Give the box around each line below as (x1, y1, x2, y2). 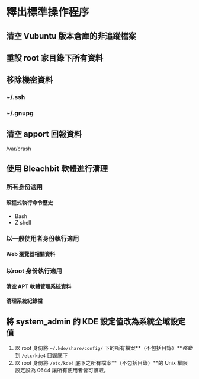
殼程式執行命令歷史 (6, 198, 53, 206)
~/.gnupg (6, 109, 34, 118)
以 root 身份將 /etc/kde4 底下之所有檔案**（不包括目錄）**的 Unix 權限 (14, 359, 188, 366)
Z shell (14, 219, 31, 226)
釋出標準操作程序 (6, 5, 90, 19)
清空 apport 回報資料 (6, 129, 82, 139)
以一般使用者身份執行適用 (6, 235, 79, 243)
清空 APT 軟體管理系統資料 (6, 283, 72, 290)
